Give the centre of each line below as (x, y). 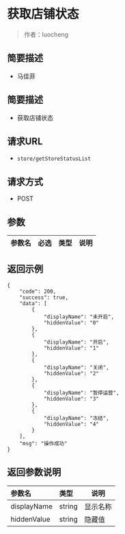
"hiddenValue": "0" (71, 323)
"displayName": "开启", (76, 342)
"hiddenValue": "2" (71, 373)
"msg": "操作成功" (43, 443)
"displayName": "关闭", (76, 367)
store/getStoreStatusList (54, 159)
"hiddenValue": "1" (71, 348)
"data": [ (33, 303)
